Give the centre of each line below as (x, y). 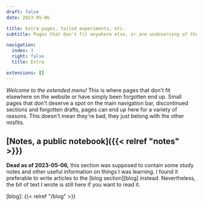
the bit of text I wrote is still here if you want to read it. (73, 185)
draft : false (23, 12)
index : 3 (23, 51)
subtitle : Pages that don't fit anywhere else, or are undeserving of (97, 34)
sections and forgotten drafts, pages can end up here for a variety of (92, 109)
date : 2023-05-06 (28, 18)
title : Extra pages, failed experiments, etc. (66, 28)
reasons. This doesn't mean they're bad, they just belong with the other (95, 116)
